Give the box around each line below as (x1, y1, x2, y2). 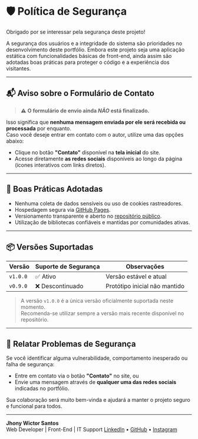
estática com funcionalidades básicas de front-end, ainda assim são (6, 52, 172, 59)
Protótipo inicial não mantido (105, 282, 184, 290)
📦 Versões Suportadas (6, 242, 94, 252)
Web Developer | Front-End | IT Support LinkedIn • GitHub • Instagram (6, 426, 178, 433)
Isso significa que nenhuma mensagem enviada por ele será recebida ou (6, 118, 186, 125)
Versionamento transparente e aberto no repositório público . (14, 212, 162, 220)
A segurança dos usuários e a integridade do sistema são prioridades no (6, 40, 183, 47)
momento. (20, 304, 46, 311)
